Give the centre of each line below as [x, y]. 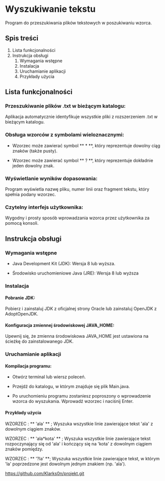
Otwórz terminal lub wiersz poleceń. [49, 377]
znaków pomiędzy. [24, 449]
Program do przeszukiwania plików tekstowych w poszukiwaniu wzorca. [79, 23]
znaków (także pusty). [35, 151]
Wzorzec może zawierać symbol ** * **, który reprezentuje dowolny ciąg [86, 145]
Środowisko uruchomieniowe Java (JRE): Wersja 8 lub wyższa [75, 273]
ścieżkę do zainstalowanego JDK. [39, 341]
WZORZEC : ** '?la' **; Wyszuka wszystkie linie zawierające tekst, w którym [82, 458]
